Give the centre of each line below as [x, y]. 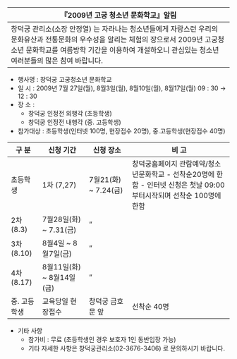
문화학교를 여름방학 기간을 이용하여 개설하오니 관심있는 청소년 [122, 50]
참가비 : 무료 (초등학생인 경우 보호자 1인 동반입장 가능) [102, 339]
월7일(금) [57, 254]
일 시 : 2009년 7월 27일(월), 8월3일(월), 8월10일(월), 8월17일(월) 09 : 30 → [122, 88]
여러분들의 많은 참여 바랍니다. [57, 61]
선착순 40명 [150, 306]
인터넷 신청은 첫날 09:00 [186, 185]
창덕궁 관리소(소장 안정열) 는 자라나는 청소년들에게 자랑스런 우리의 [115, 29]
